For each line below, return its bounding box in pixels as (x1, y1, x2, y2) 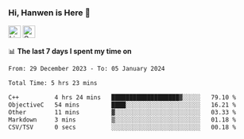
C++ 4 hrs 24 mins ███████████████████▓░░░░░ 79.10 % (8, 94, 237, 102)
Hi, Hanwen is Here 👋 (8, 7, 91, 18)
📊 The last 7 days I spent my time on (8, 47, 133, 56)
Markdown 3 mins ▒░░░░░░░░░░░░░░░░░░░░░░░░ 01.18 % (8, 115, 237, 124)
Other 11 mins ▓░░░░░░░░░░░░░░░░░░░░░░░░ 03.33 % (8, 108, 237, 116)
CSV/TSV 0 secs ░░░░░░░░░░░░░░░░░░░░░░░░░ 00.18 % (8, 123, 237, 131)
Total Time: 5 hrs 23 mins (8, 79, 98, 87)
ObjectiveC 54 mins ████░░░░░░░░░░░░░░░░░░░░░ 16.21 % (8, 101, 237, 109)
